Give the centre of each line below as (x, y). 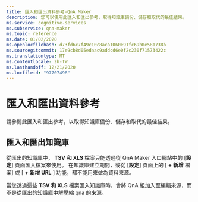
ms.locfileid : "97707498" (38, 73)
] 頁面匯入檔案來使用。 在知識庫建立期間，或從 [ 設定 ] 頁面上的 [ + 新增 (98, 165)
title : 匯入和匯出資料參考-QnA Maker (49, 12)
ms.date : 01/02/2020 (32, 39)
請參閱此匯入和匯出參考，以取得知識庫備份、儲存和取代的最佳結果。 (89, 122)
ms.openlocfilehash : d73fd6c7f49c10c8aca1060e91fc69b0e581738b (86, 45)
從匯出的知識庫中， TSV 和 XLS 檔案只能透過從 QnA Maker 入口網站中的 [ (96, 158)
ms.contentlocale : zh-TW (37, 61)
